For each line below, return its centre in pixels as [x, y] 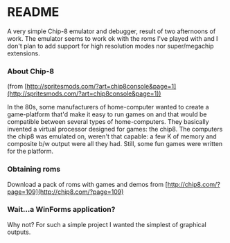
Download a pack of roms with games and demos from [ [87, 184]
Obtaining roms [34, 169]
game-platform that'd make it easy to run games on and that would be [107, 114]
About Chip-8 [30, 71]
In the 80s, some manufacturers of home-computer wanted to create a [108, 107]
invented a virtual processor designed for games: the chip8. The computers [115, 129]
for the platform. [30, 151]
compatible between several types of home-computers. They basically [108, 122]
